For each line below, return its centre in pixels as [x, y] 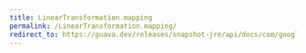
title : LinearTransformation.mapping [81, 18]
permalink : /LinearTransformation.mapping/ [93, 26]
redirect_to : [34, 34]
